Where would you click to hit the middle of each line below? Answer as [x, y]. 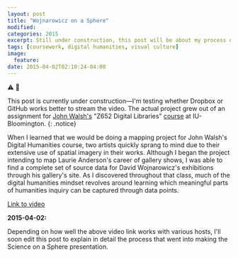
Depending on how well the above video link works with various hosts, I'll [114, 231]
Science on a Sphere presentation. [58, 247]
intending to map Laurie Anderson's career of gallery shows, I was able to [115, 160]
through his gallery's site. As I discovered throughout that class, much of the [119, 175]
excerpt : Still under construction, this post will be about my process [117, 41]
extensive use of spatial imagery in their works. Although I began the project [119, 152]
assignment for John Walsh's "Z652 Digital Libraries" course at [99, 116]
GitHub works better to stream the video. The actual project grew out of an [116, 108]
